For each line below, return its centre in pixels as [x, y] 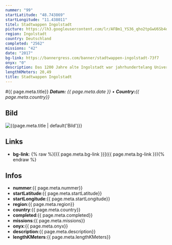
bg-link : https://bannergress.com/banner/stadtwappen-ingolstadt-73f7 [82, 58]
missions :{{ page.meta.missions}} [49, 221]
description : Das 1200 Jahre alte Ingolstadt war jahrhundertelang [79, 67]
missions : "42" [21, 48]
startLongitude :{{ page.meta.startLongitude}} [61, 199]
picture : [15, 29]
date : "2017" [19, 53]
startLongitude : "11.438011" [36, 20]
